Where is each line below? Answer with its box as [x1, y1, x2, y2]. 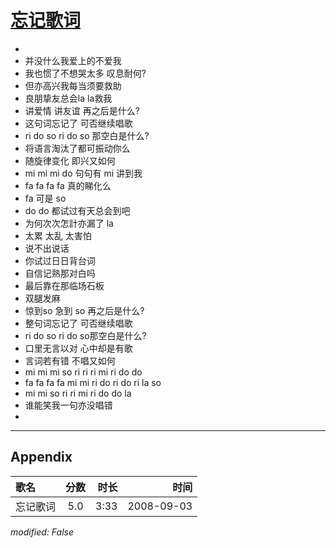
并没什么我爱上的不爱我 [24, 54, 122, 66]
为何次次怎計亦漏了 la [24, 217, 114, 229]
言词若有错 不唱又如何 [24, 354, 116, 366]
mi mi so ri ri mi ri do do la [24, 387, 132, 399]
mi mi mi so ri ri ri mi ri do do [24, 366, 143, 378]
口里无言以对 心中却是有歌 [24, 342, 133, 354]
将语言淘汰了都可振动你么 [24, 142, 131, 154]
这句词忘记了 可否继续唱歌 [24, 117, 133, 129]
